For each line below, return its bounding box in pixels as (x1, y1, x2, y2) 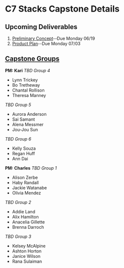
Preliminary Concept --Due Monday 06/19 (12, 35, 95, 41)
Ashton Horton (12, 248, 42, 254)
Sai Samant (12, 116, 35, 122)
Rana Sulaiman (12, 258, 42, 264)
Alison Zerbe (12, 174, 38, 180)
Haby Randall (12, 179, 39, 185)
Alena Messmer (12, 121, 44, 127)
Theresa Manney (12, 92, 46, 98)
